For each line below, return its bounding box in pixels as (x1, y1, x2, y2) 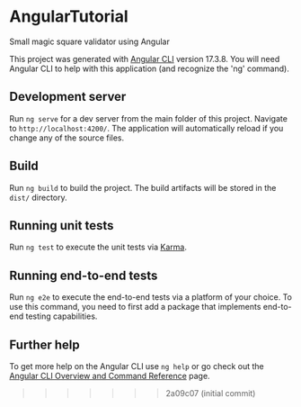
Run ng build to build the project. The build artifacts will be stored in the (9, 182, 277, 193)
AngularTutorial (9, 6, 128, 27)
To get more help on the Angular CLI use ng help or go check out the (9, 361, 264, 371)
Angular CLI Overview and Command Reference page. (9, 371, 210, 381)
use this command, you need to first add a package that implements (9, 302, 261, 312)
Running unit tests (9, 218, 114, 233)
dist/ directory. (9, 192, 67, 203)
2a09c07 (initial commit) (165, 388, 256, 398)
